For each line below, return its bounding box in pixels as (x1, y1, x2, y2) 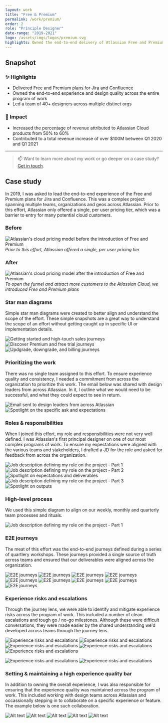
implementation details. (5, 326, 53, 332)
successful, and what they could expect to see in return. (5, 392, 121, 398)
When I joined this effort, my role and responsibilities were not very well (5, 431, 152, 437)
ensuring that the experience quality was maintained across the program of (5, 687, 160, 693)
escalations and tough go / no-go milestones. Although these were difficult (5, 617, 159, 623)
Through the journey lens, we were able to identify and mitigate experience (5, 606, 160, 612)
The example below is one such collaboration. (5, 703, 100, 709)
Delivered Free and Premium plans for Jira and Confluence (12, 85, 133, 91)
